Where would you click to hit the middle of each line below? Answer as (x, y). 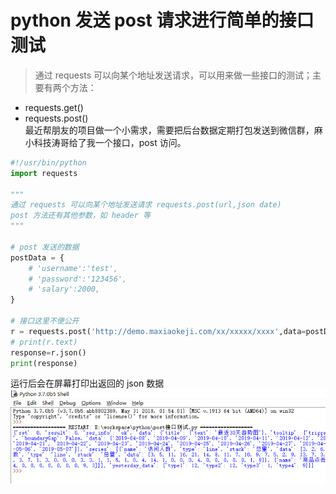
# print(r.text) (44, 342)
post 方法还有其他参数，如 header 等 (80, 216)
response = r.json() (48, 352)
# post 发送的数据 (45, 247)
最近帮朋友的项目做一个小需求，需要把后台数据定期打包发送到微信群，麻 (173, 130)
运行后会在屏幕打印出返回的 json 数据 (87, 383)
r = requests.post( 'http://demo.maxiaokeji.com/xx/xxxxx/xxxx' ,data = (158, 331)
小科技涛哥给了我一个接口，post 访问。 (105, 142)
